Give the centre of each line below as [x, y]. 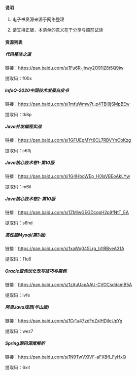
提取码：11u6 [18, 259]
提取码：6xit [18, 367]
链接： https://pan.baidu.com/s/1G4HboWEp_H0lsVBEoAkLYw [68, 176]
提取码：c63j [18, 150]
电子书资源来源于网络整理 [38, 19]
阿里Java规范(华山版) [27, 307]
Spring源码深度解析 [25, 343]
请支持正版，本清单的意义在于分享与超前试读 [58, 30]
